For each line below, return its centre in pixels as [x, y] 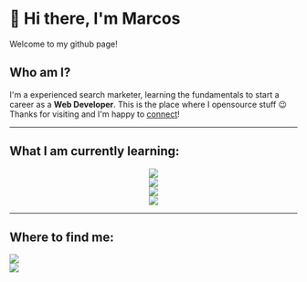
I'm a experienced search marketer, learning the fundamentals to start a [145, 94]
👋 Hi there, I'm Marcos [95, 19]
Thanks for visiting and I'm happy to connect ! [95, 114]
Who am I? [40, 73]
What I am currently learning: [95, 151]
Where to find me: [62, 237]
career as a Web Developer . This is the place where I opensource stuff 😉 [148, 104]
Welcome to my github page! [64, 44]
